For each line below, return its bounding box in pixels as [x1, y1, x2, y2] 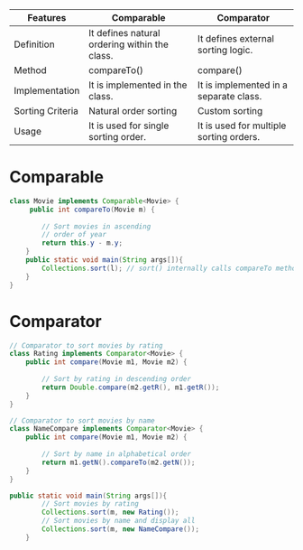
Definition [14, 38, 56, 51]
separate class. [197, 90, 262, 102]
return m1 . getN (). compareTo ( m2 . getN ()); [41, 458, 196, 467]
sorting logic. [197, 44, 253, 56]
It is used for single [88, 119, 170, 132]
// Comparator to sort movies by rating [9, 340, 164, 350]
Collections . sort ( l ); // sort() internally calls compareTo [41, 264, 272, 273]
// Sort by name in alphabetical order [41, 450, 192, 459]
